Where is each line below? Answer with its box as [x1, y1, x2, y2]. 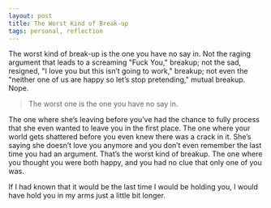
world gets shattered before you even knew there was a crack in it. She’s [8, 132, 252, 142]
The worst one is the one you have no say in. [28, 99, 179, 109]
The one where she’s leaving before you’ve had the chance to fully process [8, 115, 260, 125]
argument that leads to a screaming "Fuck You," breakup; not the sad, [8, 57, 242, 67]
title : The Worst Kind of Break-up [8, 19, 129, 28]
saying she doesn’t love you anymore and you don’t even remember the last [8, 141, 262, 151]
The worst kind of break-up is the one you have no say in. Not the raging [8, 49, 252, 59]
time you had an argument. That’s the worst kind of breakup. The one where [8, 149, 263, 159]
